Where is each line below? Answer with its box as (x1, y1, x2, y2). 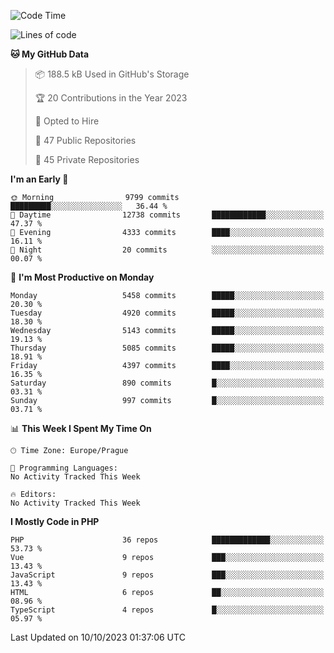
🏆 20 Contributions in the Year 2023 (34, 92, 188, 104)
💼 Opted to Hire (34, 115, 100, 127)
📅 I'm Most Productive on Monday (10, 271, 155, 283)
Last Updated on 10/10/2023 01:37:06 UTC (10, 631, 186, 643)
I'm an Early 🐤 (10, 173, 69, 185)
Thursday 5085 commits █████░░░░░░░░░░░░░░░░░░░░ (10, 343, 325, 353)
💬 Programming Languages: (10, 463, 118, 473)
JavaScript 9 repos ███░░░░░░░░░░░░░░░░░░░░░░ (10, 570, 325, 580)
